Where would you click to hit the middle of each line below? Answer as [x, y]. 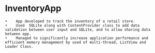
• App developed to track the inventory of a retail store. [70, 21]
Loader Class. [19, 46]
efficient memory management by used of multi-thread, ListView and [76, 42]
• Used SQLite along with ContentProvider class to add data [72, 25]
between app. [18, 34]
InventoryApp [33, 8]
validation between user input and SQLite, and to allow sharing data [78, 29]
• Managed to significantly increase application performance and [77, 38]
